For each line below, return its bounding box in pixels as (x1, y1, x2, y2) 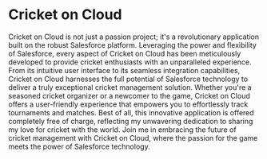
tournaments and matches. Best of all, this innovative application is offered (8, 107, 254, 117)
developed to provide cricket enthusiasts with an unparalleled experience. (8, 57, 252, 67)
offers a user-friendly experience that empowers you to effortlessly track (8, 99, 249, 109)
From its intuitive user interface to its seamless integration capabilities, (8, 65, 241, 75)
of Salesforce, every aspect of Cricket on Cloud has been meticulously (8, 48, 241, 58)
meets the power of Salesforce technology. (8, 142, 150, 151)
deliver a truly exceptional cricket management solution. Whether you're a (8, 82, 252, 92)
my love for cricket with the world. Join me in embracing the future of (8, 125, 237, 134)
